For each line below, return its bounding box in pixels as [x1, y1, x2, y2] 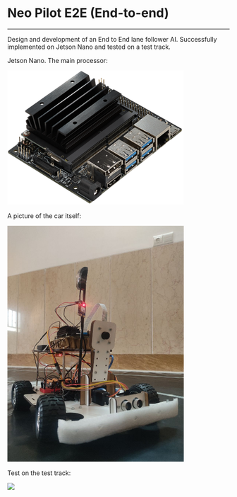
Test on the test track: [7, 469, 71, 477]
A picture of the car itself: [7, 211, 82, 220]
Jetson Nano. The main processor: [7, 56, 108, 64]
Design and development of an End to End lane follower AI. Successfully [7, 35, 217, 43]
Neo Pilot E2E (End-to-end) [7, 5, 169, 21]
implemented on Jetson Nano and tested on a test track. [7, 42, 171, 51]
